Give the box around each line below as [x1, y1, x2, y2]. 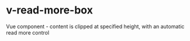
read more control [6, 29, 50, 36]
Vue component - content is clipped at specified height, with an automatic [6, 23, 185, 30]
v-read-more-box [6, 4, 94, 17]
